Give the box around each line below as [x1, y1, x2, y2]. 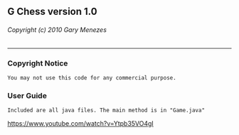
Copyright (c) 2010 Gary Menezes [7, 25, 107, 34]
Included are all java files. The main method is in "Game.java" [7, 107, 205, 114]
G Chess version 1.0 [7, 6, 97, 18]
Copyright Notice [7, 58, 68, 68]
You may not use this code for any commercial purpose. [7, 74, 176, 81]
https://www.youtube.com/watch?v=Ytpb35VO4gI [7, 119, 154, 128]
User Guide [7, 90, 48, 100]
